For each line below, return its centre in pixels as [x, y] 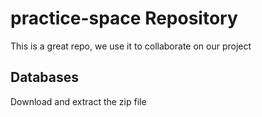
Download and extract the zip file [78, 101]
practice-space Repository [124, 18]
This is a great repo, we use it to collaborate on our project [131, 46]
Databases [45, 77]
